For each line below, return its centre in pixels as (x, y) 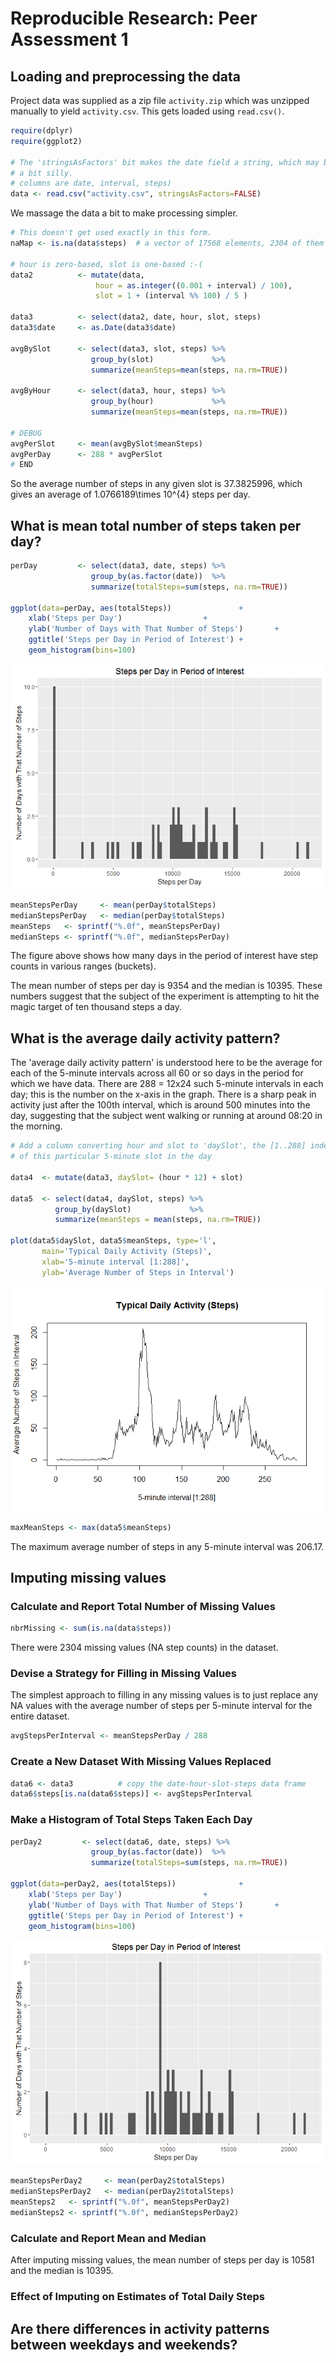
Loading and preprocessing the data (125, 76)
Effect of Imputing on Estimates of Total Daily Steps (137, 2297)
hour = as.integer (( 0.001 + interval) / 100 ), (194, 285)
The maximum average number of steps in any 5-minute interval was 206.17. (167, 1546)
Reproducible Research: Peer (134, 18)
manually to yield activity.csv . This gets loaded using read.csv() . (147, 111)
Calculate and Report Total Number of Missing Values (143, 1606)
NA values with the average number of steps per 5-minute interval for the (161, 1706)
